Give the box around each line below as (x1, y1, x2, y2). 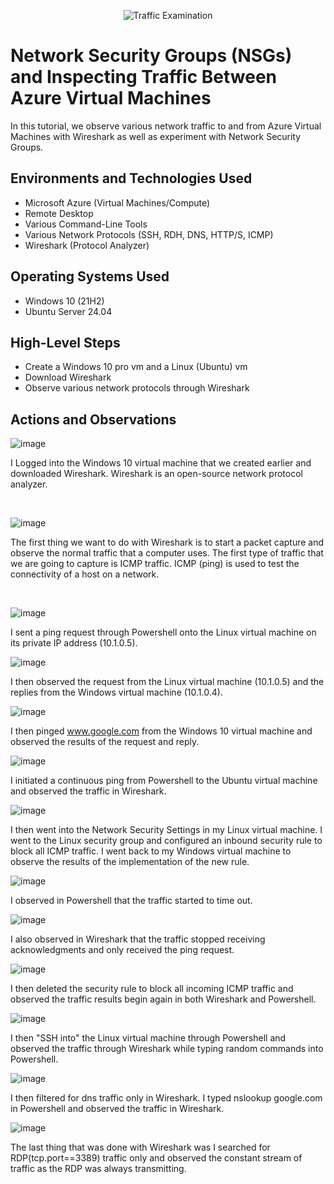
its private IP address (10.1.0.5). (10, 637, 138, 649)
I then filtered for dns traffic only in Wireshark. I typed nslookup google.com (10, 1092, 323, 1104)
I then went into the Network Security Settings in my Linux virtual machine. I (10, 824, 323, 836)
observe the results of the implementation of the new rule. (10, 856, 250, 868)
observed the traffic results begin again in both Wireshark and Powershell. (10, 993, 317, 1005)
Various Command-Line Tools (24, 218, 148, 230)
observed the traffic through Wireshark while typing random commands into (10, 1043, 324, 1055)
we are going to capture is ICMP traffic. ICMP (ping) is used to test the (10, 558, 300, 570)
